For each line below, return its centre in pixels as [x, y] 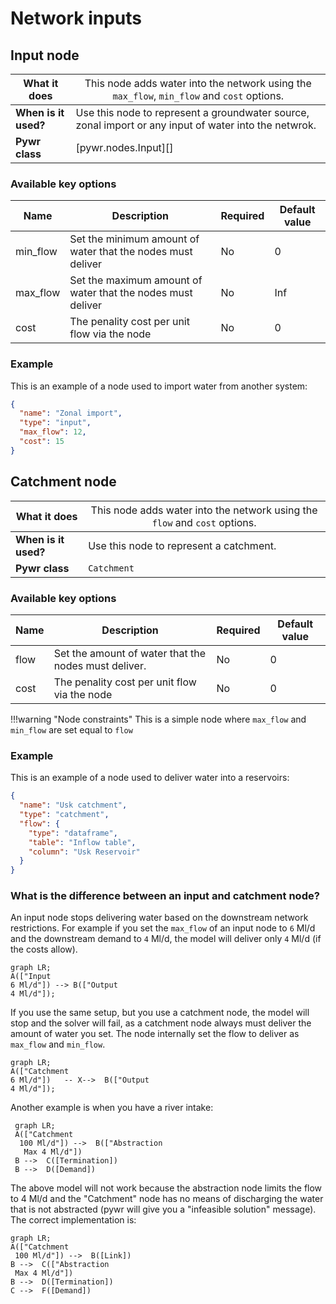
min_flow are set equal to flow [71, 729]
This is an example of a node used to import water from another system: [159, 386]
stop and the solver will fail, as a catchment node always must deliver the [161, 1023]
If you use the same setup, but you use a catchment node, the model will [160, 1013]
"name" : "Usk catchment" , [73, 805]
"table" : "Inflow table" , [82, 842]
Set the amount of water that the [129, 653]
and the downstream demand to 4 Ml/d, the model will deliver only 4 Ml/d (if [166, 939]
